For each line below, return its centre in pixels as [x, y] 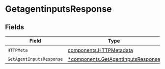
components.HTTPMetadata [101, 50]
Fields [15, 27]
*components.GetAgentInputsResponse [114, 59]
